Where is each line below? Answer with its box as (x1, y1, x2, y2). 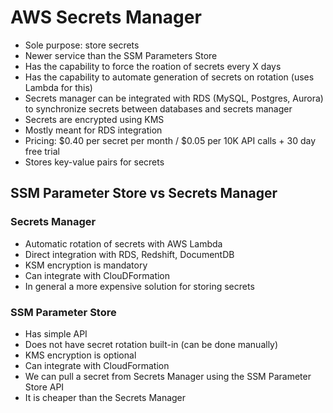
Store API (24, 381, 65, 393)
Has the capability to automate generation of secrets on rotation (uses (24, 71, 315, 83)
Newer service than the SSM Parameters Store (24, 49, 218, 61)
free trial (24, 145, 60, 157)
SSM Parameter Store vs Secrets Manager (10, 185, 278, 202)
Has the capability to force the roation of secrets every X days (24, 60, 282, 72)
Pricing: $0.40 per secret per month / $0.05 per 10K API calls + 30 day (24, 134, 317, 146)
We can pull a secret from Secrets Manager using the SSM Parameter (24, 370, 312, 382)
